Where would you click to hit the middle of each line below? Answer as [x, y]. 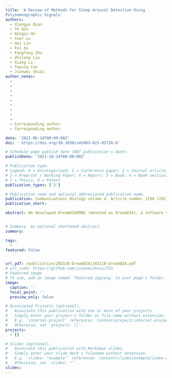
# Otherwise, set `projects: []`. [44, 325]
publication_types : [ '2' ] [33, 185]
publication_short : [26, 204]
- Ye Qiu [19, 29]
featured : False [23, 250]
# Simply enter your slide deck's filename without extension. [76, 353]
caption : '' [23, 287]
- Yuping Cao [24, 67]
